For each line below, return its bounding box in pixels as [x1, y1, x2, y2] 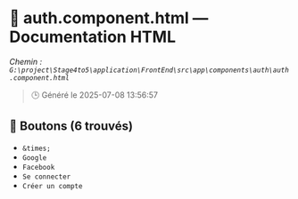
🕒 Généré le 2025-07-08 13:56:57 [30, 89, 159, 100]
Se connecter [21, 172, 71, 181]
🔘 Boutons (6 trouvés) [9, 119, 134, 134]
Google [21, 153, 47, 163]
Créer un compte [21, 181, 83, 190]
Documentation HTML [9, 27, 177, 47]
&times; [21, 144, 51, 153]
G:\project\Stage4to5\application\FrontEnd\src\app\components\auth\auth [9, 66, 290, 75]
